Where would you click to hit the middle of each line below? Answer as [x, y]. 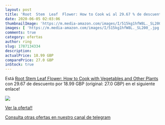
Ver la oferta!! [19, 108]
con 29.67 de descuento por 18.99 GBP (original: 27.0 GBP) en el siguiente [80, 84]
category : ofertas [24, 37]
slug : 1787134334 [23, 46]
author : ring [18, 42]
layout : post [18, 10]
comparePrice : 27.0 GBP [29, 60]
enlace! [13, 89]
